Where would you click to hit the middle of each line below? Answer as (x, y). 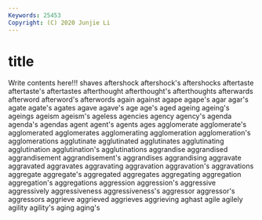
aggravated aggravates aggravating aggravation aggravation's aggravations (131, 166)
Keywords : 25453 (35, 15)
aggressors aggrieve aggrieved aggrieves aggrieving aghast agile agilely (126, 200)
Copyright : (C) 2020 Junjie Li (59, 23)
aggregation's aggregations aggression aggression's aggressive (112, 183)
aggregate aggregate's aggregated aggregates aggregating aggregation (125, 175)
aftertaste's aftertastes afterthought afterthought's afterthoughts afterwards (131, 92)
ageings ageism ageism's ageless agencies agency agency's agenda (120, 116)
